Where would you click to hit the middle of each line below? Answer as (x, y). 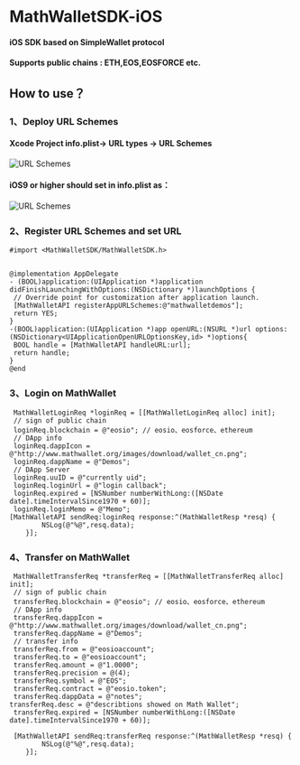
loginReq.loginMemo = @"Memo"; (72, 509)
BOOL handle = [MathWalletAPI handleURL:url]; (102, 345)
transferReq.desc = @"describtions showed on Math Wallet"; (125, 704)
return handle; (41, 353)
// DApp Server (41, 470)
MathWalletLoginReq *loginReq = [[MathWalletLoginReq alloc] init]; (145, 413)
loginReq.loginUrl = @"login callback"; (90, 485)
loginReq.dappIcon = (52, 446)
